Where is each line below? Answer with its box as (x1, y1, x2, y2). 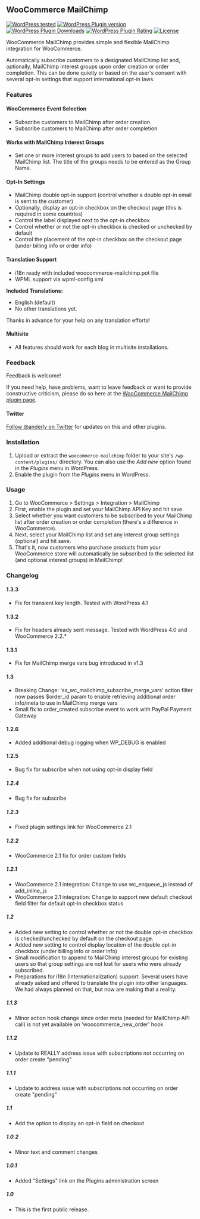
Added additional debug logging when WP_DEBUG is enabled (14, 739, 166, 746)
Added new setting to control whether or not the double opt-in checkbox (14, 928, 193, 935)
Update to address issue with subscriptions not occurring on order (14, 1084, 179, 1092)
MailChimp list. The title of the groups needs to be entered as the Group (14, 158, 192, 165)
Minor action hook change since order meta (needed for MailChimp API (14, 1014, 190, 1021)
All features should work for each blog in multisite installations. (14, 343, 169, 351)
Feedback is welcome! (6, 372, 61, 379)
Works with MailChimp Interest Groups (6, 139, 104, 146)
